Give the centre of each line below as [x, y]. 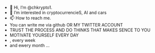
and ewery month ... [30, 45]
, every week [22, 40]
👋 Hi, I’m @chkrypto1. [31, 7]
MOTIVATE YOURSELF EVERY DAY [44, 35]
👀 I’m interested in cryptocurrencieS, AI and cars [58, 13]
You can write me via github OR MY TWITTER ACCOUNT [66, 25]
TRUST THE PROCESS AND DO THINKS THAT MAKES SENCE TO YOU [80, 30]
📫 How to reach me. [30, 18]
